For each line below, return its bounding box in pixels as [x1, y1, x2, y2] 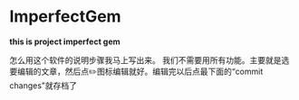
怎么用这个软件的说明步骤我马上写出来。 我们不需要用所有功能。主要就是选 [9, 54, 290, 65]
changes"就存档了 [9, 79, 78, 91]
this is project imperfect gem [9, 36, 121, 47]
